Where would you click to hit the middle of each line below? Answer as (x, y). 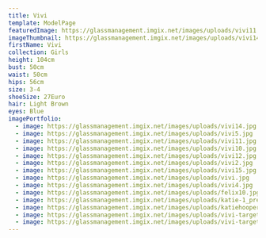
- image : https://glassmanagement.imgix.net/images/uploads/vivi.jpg (132, 178)
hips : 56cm (26, 82)
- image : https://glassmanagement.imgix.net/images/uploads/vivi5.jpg (134, 133)
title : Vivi (28, 15)
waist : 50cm (28, 75)
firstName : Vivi (35, 45)
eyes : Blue (26, 112)
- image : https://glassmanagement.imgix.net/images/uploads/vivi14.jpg (136, 126)
